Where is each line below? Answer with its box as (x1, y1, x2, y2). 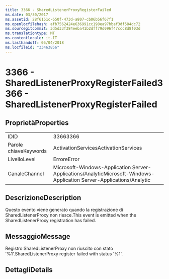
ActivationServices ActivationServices (53, 144, 142, 151)
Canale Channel (8, 170, 44, 177)
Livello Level (8, 156, 36, 163)
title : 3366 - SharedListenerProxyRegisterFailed (5, 7, 112, 13)
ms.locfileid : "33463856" (5, 45, 59, 50)
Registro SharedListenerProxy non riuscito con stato (5, 245, 113, 252)
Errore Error (53, 156, 80, 163)
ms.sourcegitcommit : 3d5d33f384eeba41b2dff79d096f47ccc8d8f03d (5, 26, 141, 31)
